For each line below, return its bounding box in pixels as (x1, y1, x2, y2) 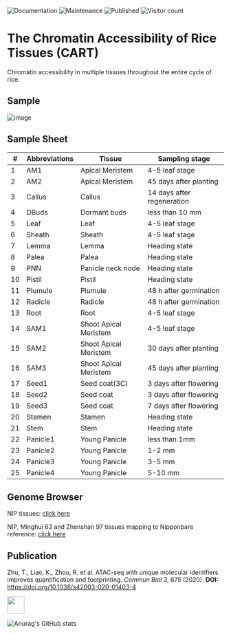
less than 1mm (147, 434, 195, 444)
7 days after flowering (147, 401, 219, 411)
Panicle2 (26, 446, 55, 455)
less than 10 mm (147, 207, 201, 217)
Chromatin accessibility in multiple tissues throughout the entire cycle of (7, 67, 212, 76)
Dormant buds (80, 207, 127, 217)
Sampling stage (157, 153, 211, 163)
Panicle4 (26, 468, 55, 477)
